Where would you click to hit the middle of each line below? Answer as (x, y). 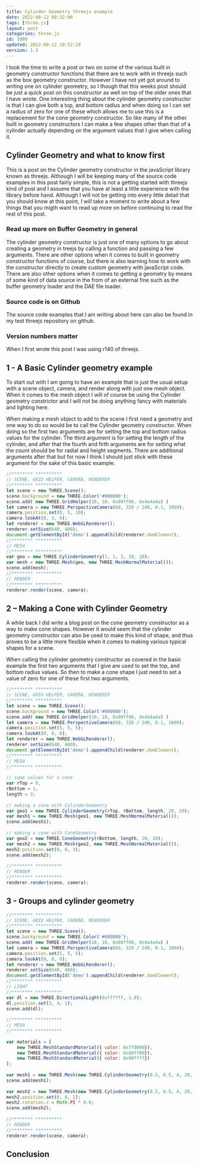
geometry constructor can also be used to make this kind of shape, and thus (99, 636)
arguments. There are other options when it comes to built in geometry (93, 255)
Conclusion (28, 1154)
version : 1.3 (22, 50)
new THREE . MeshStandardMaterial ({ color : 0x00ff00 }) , (85, 1053)
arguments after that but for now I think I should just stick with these (89, 457)
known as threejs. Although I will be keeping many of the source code (91, 176)
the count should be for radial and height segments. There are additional (95, 451)
